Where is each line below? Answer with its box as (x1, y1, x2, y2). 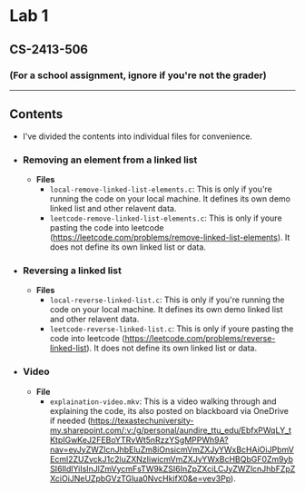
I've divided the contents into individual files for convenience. (22, 131, 252, 142)
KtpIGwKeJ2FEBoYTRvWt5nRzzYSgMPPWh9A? (49, 434, 229, 445)
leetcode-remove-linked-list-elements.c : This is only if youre (49, 212, 283, 223)
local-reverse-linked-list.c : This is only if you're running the (49, 294, 285, 305)
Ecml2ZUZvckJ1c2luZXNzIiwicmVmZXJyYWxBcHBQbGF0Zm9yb (49, 453, 293, 464)
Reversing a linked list (22, 264, 123, 277)
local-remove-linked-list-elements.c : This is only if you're (49, 183, 272, 194)
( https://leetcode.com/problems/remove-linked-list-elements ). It (49, 232, 290, 242)
